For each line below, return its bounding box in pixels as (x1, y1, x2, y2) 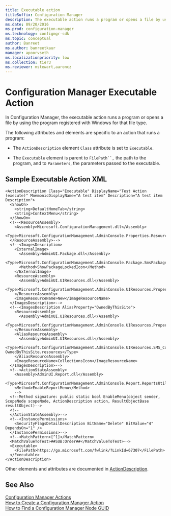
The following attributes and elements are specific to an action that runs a (5, 130, 160, 136)
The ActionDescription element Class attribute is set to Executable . (12, 145, 154, 151)
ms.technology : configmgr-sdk (5, 31, 70, 36)
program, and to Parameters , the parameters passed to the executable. (12, 160, 161, 167)
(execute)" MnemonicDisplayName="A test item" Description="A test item (5, 193, 163, 198)
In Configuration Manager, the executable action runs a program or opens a (5, 114, 164, 121)
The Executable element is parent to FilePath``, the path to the (12, 155, 147, 161)
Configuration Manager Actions (5, 494, 71, 500)
